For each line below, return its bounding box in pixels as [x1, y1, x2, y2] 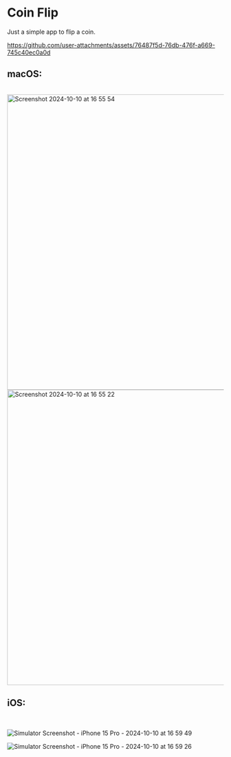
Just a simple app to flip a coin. [7, 28, 96, 36]
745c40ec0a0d [7, 48, 51, 56]
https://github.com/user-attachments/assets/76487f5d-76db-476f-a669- [7, 41, 215, 49]
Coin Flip [7, 5, 58, 21]
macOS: [7, 68, 43, 80]
